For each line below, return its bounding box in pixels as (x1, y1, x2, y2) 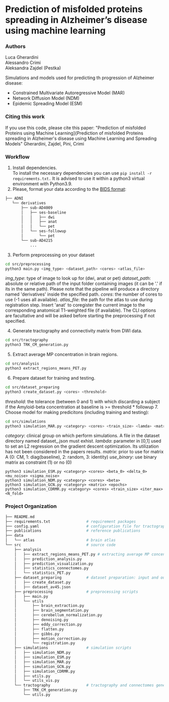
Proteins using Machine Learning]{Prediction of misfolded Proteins (5, 130, 143, 136)
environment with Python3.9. (12, 181, 73, 187)
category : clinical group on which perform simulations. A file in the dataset (5, 433, 160, 439)
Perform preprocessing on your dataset (12, 252, 95, 258)
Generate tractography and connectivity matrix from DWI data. (12, 328, 142, 334)
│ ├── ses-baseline (21, 210, 66, 215)
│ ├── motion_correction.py (14, 636, 87, 641)
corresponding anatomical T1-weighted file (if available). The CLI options (5, 307, 156, 313)
